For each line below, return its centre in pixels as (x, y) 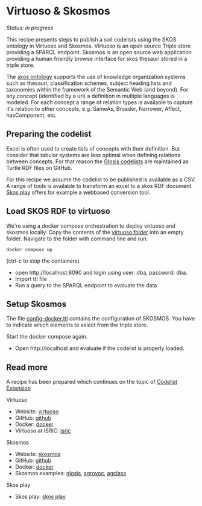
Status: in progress (30, 28)
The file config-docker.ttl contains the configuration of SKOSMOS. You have (101, 319)
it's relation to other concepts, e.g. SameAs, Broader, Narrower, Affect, (94, 108)
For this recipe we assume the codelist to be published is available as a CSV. (101, 180)
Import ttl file (31, 279)
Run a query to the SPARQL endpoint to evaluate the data (86, 285)
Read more (27, 367)
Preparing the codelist (49, 134)
